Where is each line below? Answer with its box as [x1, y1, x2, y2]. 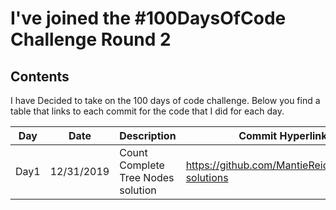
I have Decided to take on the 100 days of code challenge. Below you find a [10, 95, 321, 106]
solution [119, 183, 157, 197]
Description [119, 129, 177, 142]
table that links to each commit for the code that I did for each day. [10, 105, 285, 117]
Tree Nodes [119, 171, 175, 184]
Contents [10, 68, 70, 85]
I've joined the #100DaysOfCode [10, 7, 287, 30]
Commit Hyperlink [238, 129, 328, 142]
